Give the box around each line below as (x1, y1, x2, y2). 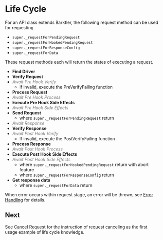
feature (19, 166, 34, 172)
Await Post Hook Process (12, 146, 63, 152)
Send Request (12, 110, 41, 115)
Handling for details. (5, 197, 46, 203)
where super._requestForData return (19, 182, 92, 188)
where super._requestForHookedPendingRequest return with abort (19, 162, 149, 167)
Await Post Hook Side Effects (12, 156, 71, 162)
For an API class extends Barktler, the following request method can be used (5, 19, 159, 25)
